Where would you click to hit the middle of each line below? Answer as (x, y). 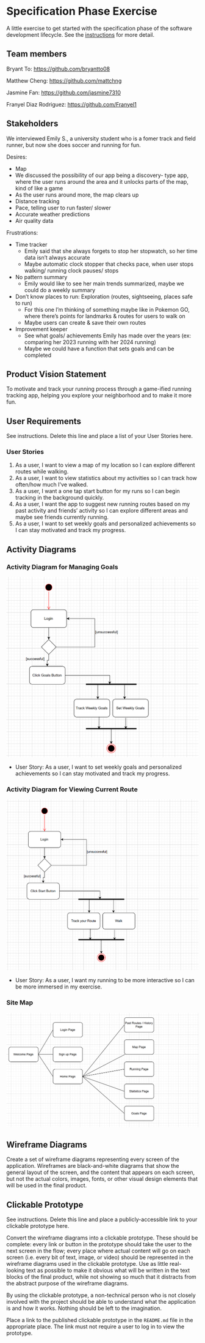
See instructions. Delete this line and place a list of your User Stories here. (100, 436)
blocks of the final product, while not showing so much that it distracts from (101, 1277)
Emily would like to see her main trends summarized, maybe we (104, 284)
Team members (37, 54)
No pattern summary (41, 277)
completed (38, 355)
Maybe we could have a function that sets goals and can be (99, 348)
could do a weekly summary (60, 290)
